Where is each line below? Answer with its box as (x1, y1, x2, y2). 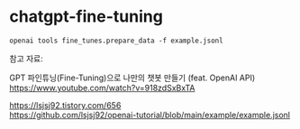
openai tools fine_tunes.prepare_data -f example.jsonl (9, 36, 223, 45)
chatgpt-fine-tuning (9, 6, 164, 27)
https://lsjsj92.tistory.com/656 (9, 99, 122, 110)
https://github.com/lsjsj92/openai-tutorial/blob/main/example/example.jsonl (9, 109, 291, 120)
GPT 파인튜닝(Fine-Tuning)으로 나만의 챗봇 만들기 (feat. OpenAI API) (9, 72, 256, 83)
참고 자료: (9, 52, 43, 64)
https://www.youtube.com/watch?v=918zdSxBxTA (9, 82, 195, 93)
